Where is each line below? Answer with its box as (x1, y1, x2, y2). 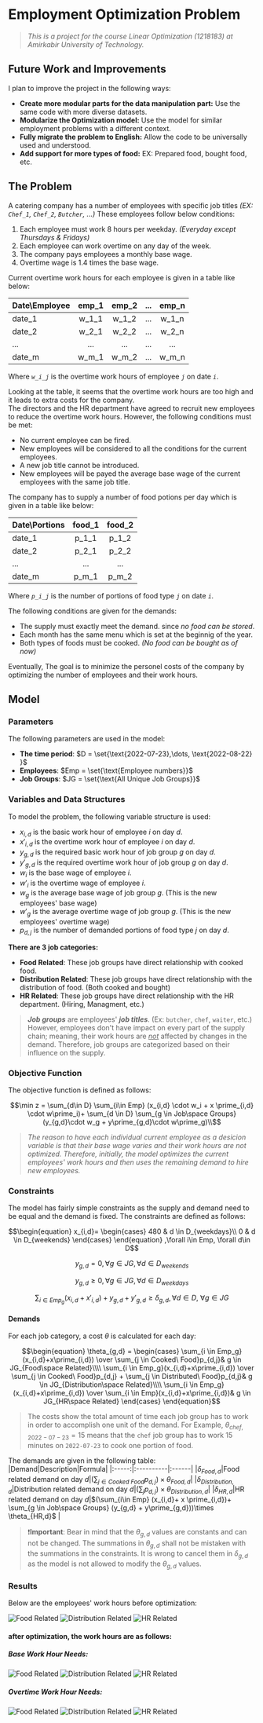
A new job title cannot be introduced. (19, 460, 140, 470)
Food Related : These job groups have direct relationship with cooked (19, 957, 243, 967)
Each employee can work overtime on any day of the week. (19, 241, 212, 251)
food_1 (72, 519, 100, 530)
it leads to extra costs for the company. (8, 395, 135, 404)
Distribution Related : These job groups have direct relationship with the (19, 974, 253, 983)
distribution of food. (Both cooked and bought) (19, 982, 171, 992)
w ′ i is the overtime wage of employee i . (19, 878, 146, 889)
